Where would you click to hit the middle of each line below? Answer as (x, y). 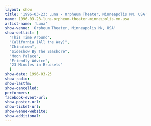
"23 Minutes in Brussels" (36, 65)
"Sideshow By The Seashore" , (40, 51)
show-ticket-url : (23, 107)
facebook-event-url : (26, 97)
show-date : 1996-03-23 (28, 74)
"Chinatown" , (23, 47)
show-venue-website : (26, 111)
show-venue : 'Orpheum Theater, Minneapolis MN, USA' (61, 28)
